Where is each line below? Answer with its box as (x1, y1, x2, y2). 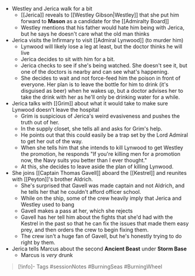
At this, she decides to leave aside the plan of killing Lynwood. (20, 163, 174, 170)
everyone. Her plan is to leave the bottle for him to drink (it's (20, 81, 169, 88)
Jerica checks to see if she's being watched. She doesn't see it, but (20, 62, 188, 69)
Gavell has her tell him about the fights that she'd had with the (20, 214, 173, 221)
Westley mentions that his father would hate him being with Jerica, (20, 24, 185, 31)
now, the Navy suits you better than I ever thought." (20, 157, 147, 164)
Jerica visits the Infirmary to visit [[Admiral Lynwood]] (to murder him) (11, 37, 184, 43)
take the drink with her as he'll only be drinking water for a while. (20, 93, 180, 101)
